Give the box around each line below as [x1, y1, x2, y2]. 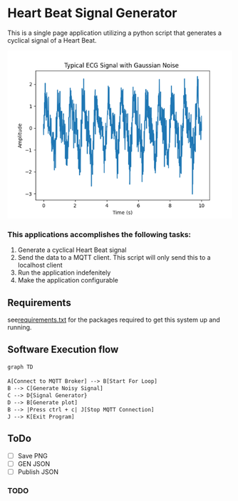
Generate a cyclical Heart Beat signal [17, 246, 127, 254]
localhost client [17, 261, 63, 270]
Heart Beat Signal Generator [7, 5, 177, 21]
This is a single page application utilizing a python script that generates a [7, 28, 222, 37]
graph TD [7, 363, 33, 371]
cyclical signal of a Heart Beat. [7, 36, 98, 44]
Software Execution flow [7, 344, 119, 356]
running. [7, 323, 32, 332]
